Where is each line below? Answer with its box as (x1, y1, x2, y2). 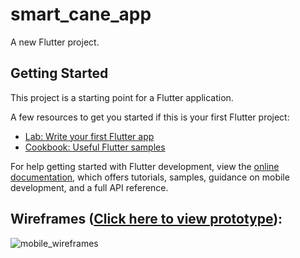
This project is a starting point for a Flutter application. (10, 91, 234, 103)
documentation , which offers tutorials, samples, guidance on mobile (10, 171, 290, 183)
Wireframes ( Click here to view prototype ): (10, 211, 283, 228)
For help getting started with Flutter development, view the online (10, 160, 280, 172)
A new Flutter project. (10, 36, 100, 48)
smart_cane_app (10, 3, 152, 26)
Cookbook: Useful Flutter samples (24, 141, 166, 153)
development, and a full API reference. (10, 181, 169, 193)
